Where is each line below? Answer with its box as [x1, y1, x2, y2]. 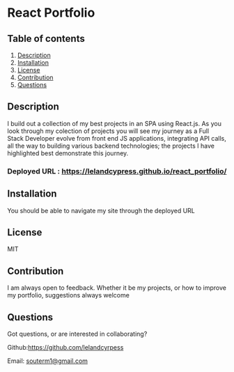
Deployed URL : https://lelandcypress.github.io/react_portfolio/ [7, 166, 227, 176]
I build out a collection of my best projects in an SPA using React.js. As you [7, 119, 221, 127]
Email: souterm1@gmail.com [7, 357, 88, 365]
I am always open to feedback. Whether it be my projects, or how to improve [7, 284, 226, 292]
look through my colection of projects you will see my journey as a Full [7, 127, 210, 135]
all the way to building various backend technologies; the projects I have [7, 141, 214, 150]
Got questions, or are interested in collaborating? [7, 330, 148, 338]
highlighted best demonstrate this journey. [7, 148, 129, 157]
